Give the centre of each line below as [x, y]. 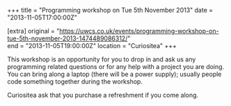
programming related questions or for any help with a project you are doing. [116, 67]
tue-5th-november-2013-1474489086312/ [67, 38]
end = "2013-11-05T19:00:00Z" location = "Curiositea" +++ [92, 46]
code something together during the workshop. [75, 82]
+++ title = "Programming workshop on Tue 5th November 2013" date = [110, 10]
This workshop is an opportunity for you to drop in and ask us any [102, 59]
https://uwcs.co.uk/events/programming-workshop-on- [139, 31]
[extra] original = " [33, 31]
